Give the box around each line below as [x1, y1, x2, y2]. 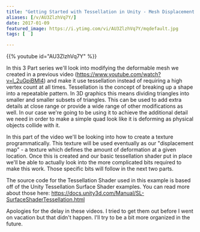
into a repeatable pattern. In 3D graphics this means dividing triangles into [6, 90, 190, 97]
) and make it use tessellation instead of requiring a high [43, 77, 183, 85]
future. [6, 220, 23, 228]
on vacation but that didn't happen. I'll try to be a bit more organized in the [6, 214, 190, 221]
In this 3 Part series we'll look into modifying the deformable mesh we [6, 64, 179, 72]
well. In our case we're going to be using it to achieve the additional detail [6, 109, 188, 116]
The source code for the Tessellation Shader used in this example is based [6, 177, 191, 184]
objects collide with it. [6, 122, 61, 129]
